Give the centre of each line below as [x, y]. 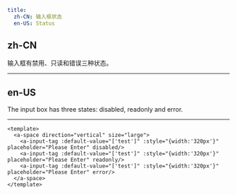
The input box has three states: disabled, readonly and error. [95, 110]
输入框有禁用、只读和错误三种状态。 [60, 63]
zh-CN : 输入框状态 [38, 17]
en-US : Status [34, 23]
